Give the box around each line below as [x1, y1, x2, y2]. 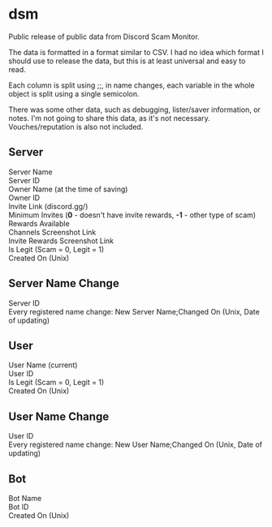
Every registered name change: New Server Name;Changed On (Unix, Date [8, 306, 260, 316]
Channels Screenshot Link [8, 227, 97, 237]
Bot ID [8, 502, 29, 512]
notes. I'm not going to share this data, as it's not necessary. [8, 113, 210, 122]
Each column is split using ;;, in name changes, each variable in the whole [8, 80, 255, 90]
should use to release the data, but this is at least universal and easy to [8, 56, 246, 66]
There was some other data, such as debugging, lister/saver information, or [8, 105, 261, 114]
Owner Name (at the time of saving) [8, 184, 128, 194]
